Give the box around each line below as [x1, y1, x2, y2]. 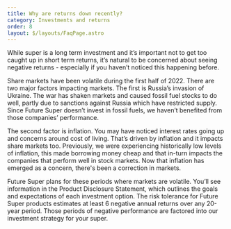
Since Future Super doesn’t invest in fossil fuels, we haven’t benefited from [7, 106, 223, 114]
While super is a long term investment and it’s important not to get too [7, 49, 207, 57]
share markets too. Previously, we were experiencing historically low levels [7, 142, 222, 150]
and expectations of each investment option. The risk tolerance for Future [7, 192, 218, 201]
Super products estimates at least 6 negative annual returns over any [7, 199, 205, 208]
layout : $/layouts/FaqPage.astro [7, 29, 104, 37]
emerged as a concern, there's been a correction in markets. [7, 164, 182, 172]
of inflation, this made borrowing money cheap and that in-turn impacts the [7, 149, 223, 158]
